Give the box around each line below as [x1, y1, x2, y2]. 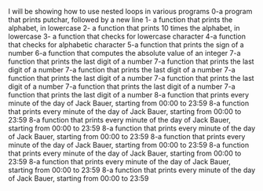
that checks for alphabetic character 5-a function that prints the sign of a [8, 40, 245, 50]
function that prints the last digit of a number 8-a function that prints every [8, 90, 250, 99]
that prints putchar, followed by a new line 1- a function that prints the [8, 15, 233, 24]
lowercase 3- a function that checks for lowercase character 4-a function [8, 31, 246, 41]
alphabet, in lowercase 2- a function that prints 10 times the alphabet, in [8, 24, 240, 32]
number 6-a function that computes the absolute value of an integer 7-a [8, 49, 241, 57]
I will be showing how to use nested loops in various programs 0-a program [8, 7, 253, 16]
